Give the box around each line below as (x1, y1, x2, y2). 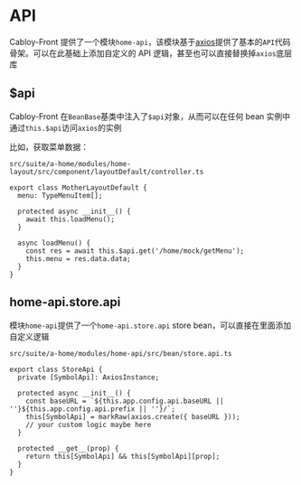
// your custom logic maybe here (25, 420, 152, 429)
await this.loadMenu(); (25, 214, 116, 224)
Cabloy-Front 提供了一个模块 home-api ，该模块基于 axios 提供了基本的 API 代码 (9, 36, 291, 47)
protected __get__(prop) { (17, 443, 119, 452)
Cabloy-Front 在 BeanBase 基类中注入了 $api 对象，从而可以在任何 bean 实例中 (9, 110, 291, 122)
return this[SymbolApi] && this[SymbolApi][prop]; (25, 452, 221, 461)
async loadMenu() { (17, 238, 91, 247)
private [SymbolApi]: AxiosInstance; (17, 372, 160, 382)
